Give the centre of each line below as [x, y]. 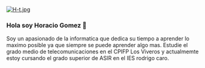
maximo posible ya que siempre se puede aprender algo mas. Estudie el [97, 45]
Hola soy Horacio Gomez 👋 [47, 25]
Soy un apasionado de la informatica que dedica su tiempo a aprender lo [98, 39]
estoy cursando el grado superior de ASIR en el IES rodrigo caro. [88, 58]
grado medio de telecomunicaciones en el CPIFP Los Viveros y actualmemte [102, 51]
